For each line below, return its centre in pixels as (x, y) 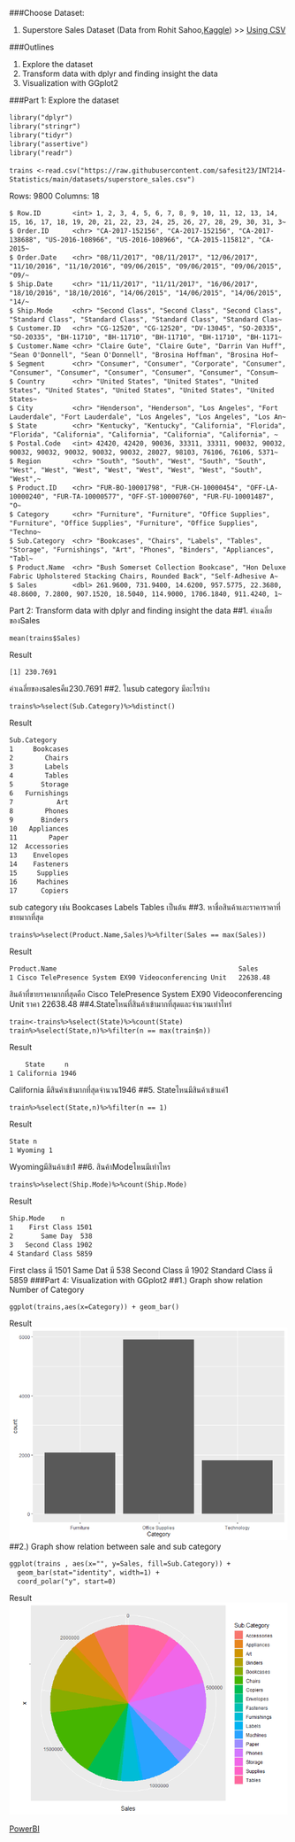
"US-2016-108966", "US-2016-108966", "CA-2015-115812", (149, 240)
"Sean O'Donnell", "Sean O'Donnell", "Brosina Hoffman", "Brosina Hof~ (144, 355)
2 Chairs (39, 758)
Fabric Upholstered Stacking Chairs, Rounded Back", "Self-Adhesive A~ (144, 577)
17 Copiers (39, 891)
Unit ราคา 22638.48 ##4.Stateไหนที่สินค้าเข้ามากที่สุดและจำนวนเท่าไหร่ (121, 1004)
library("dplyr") (41, 118)
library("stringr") (45, 127)
